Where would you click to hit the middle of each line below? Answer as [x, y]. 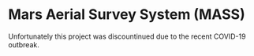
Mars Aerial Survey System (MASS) [127, 15]
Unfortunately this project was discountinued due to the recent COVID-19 [127, 36]
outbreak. [24, 44]
